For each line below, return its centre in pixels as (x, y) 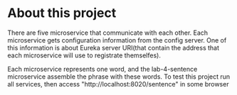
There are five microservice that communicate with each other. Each (108, 33)
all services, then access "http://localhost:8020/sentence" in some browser (118, 84)
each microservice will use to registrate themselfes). (84, 55)
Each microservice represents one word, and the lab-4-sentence (102, 69)
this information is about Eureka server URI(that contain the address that (113, 47)
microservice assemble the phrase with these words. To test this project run (119, 77)
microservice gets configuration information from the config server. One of (117, 40)
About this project (62, 13)
